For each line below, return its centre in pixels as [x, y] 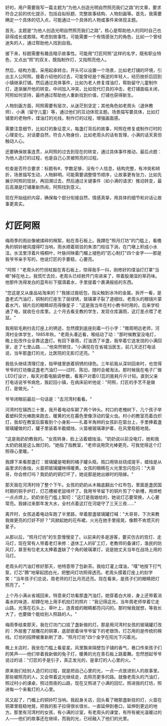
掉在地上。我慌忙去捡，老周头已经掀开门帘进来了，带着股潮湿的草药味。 [86, 276]
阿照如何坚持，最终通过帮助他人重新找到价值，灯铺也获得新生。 [70, 95]
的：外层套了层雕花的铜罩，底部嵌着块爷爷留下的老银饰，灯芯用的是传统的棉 [83, 631]
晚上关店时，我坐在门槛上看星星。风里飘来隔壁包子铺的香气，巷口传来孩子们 [83, 647]
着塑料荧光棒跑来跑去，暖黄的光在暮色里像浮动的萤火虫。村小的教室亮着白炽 [83, 416]
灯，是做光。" [19, 388]
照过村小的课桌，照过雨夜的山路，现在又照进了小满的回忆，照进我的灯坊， [81, 683]
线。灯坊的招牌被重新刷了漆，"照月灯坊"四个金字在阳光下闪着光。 [73, 637]
